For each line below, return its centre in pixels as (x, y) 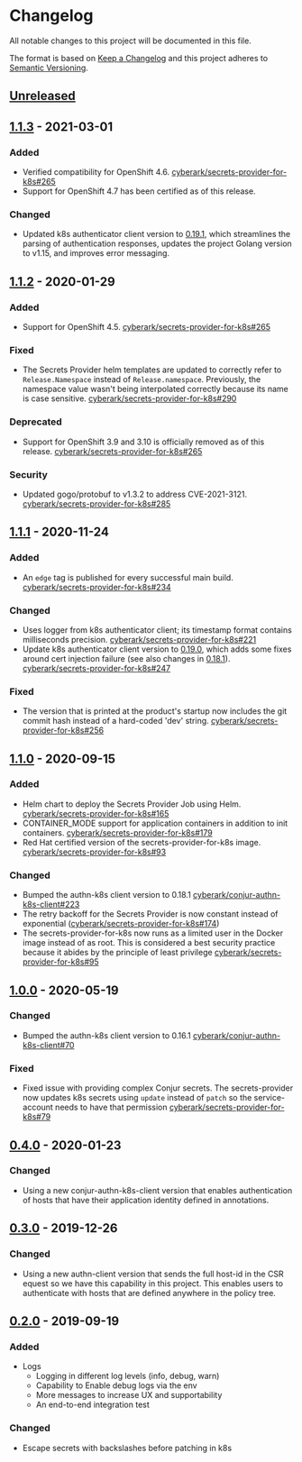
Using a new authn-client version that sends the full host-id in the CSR (153, 1274)
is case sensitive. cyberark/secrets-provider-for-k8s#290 (129, 398)
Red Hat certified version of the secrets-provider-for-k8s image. (142, 842)
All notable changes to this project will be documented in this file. (131, 41)
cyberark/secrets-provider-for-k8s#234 (96, 587)
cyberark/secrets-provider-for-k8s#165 (96, 813)
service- (270, 1098)
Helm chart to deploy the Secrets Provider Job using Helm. (132, 804)
